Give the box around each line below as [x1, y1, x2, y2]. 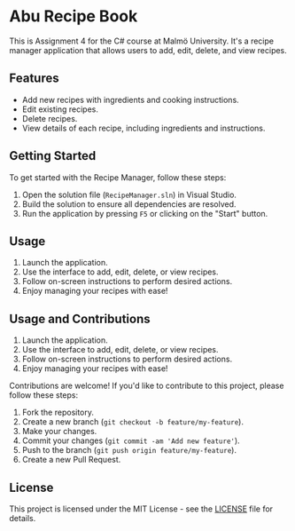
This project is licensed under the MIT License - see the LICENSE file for [9, 503, 273, 514]
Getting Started [9, 148, 97, 163]
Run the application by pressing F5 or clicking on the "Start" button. [21, 208, 268, 218]
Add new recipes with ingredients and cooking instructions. [21, 94, 239, 105]
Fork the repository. [21, 407, 95, 418]
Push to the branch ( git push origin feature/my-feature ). [21, 445, 237, 456]
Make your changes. [21, 426, 97, 437]
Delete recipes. [21, 113, 78, 123]
